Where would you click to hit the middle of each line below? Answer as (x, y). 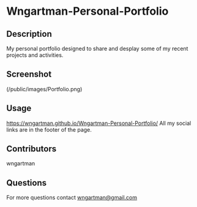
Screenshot (29, 74)
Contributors (32, 149)
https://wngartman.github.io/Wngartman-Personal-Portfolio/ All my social (99, 123)
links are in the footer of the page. (49, 129)
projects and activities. (35, 55)
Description (29, 34)
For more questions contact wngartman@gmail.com (72, 198)
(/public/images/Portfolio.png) (44, 89)
